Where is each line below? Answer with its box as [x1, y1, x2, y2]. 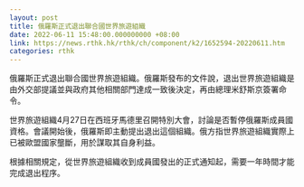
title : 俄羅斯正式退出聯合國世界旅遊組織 [9, 22, 147, 31]
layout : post [9, 13, 59, 23]
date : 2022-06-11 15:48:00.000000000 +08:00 [9, 30, 180, 39]
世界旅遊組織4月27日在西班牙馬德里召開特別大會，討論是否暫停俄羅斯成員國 [9, 115, 294, 126]
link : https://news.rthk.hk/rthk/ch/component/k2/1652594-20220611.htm [9, 38, 285, 48]
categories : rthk [9, 47, 75, 56]
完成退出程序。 [9, 168, 65, 179]
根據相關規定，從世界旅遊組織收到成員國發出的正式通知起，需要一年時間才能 [9, 156, 295, 167]
